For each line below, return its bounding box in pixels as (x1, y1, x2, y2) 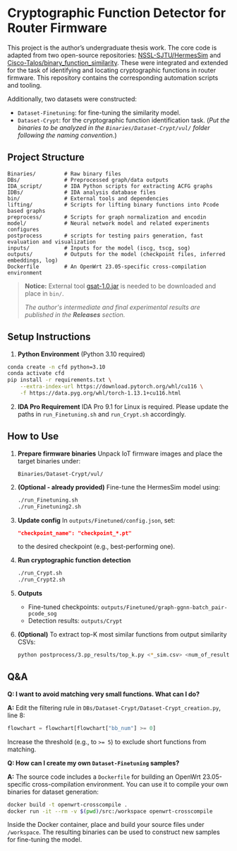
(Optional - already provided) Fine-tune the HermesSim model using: (17, 482, 221, 491)
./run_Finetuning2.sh (17, 503, 81, 510)
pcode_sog (28, 610, 58, 618)
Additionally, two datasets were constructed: (7, 94, 138, 103)
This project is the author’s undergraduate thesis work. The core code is (7, 43, 217, 52)
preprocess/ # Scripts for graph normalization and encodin (7, 214, 207, 221)
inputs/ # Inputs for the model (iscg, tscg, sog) (7, 244, 191, 252)
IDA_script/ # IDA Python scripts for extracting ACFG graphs (7, 183, 213, 190)
